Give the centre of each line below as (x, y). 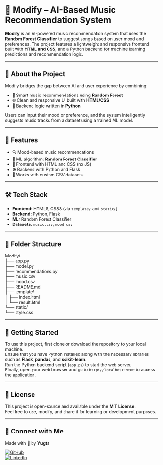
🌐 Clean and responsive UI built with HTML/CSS (60, 100)
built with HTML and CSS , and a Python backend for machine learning (75, 49)
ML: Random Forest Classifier (42, 219)
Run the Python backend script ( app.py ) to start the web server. (68, 365)
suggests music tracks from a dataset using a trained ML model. (69, 120)
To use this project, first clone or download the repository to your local (75, 344)
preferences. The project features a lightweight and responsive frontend (77, 44)
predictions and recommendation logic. (44, 54)
